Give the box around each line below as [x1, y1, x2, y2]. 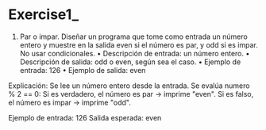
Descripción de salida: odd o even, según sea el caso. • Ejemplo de [19, 57, 241, 67]
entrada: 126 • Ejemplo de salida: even [19, 65, 146, 75]
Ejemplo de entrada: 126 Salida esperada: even [8, 113, 162, 122]
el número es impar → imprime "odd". [8, 97, 131, 107]
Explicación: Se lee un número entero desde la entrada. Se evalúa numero [8, 81, 250, 90]
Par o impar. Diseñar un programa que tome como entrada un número [19, 32, 248, 41]
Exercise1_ [8, 6, 79, 24]
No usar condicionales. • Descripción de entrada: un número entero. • [19, 48, 250, 58]
